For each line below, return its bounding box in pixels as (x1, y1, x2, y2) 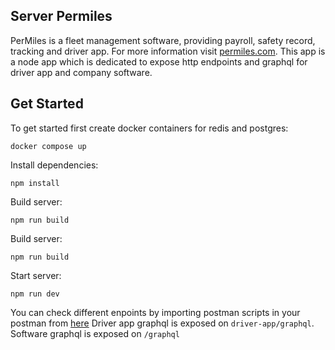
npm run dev (10, 289, 60, 299)
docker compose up (10, 141, 87, 151)
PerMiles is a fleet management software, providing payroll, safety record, (10, 34, 316, 46)
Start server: (10, 269, 62, 281)
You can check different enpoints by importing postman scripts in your (10, 306, 301, 318)
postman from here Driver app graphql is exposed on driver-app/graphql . (10, 317, 315, 329)
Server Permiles (10, 8, 113, 25)
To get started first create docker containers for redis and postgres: (10, 122, 289, 134)
